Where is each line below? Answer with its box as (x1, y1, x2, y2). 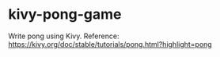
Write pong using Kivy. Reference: (8, 31, 119, 41)
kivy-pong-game (8, 5, 122, 23)
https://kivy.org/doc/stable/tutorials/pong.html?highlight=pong (8, 39, 212, 48)
